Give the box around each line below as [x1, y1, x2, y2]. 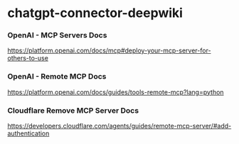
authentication [7, 129, 50, 138]
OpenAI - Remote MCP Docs [7, 72, 107, 82]
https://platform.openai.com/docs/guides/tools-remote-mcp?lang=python [7, 87, 224, 96]
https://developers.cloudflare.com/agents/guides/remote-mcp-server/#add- [7, 122, 232, 131]
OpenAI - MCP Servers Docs [7, 31, 107, 40]
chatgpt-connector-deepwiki [7, 5, 184, 21]
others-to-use [7, 54, 48, 62]
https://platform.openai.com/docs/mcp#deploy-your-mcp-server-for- [7, 46, 211, 55]
